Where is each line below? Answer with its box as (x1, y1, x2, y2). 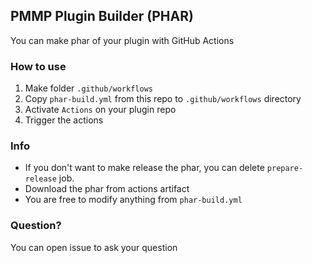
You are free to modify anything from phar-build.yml (24, 194, 243, 206)
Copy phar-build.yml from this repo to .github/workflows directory (24, 93, 302, 105)
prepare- (266, 164, 304, 174)
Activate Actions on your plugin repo (24, 104, 177, 116)
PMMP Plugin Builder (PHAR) (10, 8, 194, 25)
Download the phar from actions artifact (24, 183, 190, 195)
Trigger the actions (24, 114, 104, 126)
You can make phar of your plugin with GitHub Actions (10, 34, 235, 46)
